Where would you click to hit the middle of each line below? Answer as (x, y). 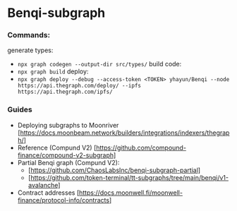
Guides (20, 109)
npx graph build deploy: (53, 71)
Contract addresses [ (48, 193)
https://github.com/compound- (141, 147)
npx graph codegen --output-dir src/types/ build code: (99, 64)
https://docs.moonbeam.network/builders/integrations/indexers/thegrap (125, 133)
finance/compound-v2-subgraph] (67, 155)
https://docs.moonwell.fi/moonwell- (131, 193)
